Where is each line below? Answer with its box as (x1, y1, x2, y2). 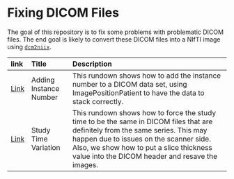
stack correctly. (72, 96, 124, 106)
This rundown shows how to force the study (72, 108, 217, 117)
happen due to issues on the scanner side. (72, 134, 211, 144)
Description (72, 59, 113, 69)
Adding (31, 75, 55, 85)
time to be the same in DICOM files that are (72, 117, 213, 126)
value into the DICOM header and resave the (72, 151, 218, 161)
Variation (31, 142, 61, 152)
